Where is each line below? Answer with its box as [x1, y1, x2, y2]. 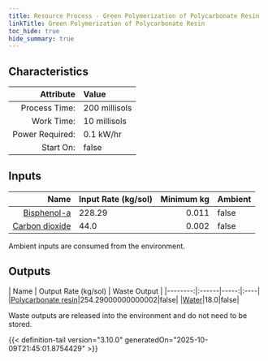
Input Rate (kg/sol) [78, 193, 153, 204]
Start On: [41, 142, 76, 153]
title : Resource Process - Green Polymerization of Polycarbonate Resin [8, 11, 260, 20]
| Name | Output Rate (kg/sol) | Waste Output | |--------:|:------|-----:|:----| [8, 286, 261, 296]
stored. [8, 319, 32, 329]
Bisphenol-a [23, 207, 71, 218]
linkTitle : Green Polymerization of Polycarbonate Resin [8, 19, 205, 28]
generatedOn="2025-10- [124, 334, 209, 345]
